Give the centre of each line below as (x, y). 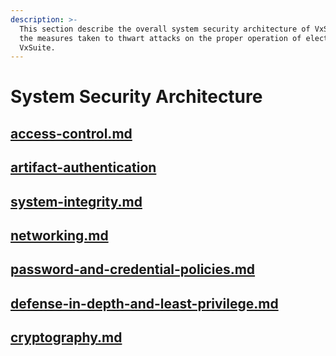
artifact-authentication (83, 167)
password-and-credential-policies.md (133, 269)
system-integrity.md (76, 201)
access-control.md (71, 133)
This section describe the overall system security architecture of (165, 29)
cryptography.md (66, 337)
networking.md (59, 235)
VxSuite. (37, 47)
